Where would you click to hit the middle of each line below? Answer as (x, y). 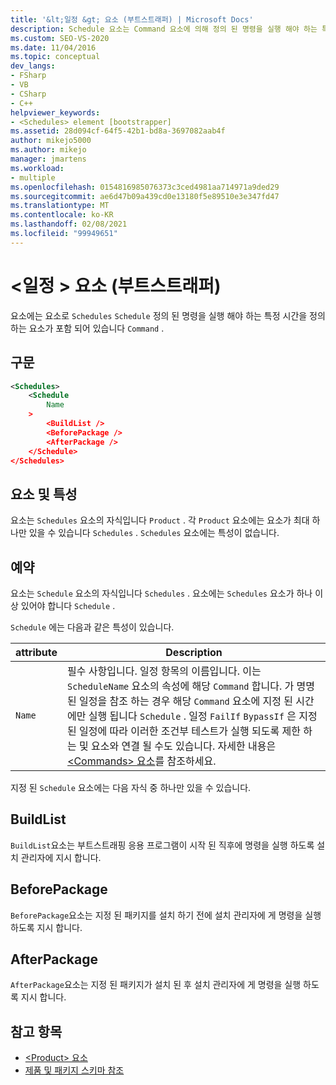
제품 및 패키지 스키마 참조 (74, 1070)
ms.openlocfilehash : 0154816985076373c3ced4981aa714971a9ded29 (145, 187)
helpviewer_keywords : (55, 112)
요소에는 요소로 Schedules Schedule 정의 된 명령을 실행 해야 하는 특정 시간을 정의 (168, 315)
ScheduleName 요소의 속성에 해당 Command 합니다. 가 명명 (191, 686)
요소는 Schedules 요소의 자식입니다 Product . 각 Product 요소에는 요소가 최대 (160, 520)
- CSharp (28, 94)
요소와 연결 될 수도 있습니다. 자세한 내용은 (184, 746)
